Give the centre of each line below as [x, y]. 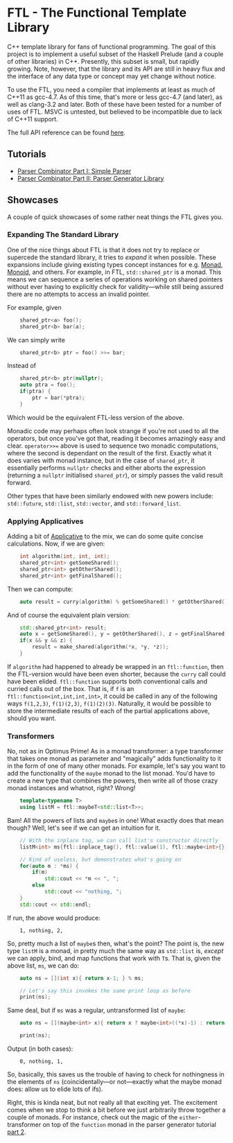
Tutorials [27, 154]
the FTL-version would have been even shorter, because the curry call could [116, 674]
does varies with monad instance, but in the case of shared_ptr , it [101, 460]
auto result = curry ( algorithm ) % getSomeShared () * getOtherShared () [124, 602]
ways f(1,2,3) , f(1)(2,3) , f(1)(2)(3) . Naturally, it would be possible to [109, 703]
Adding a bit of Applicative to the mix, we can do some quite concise [105, 536]
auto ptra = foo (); [48, 385]
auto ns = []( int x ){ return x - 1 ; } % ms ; [82, 978]
